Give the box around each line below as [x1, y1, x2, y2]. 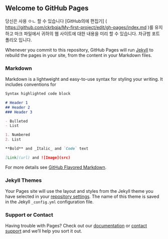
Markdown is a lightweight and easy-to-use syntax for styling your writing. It [5, 76, 163, 82]
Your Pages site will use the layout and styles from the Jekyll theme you [5, 188, 154, 194]
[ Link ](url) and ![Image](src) [5, 155, 71, 160]
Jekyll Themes [5, 177, 42, 184]
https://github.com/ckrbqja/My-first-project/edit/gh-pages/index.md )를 [5, 24, 154, 30]
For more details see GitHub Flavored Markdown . [5, 164, 107, 170]
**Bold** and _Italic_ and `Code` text [5, 146, 89, 151]
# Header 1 [5, 100, 28, 105]
